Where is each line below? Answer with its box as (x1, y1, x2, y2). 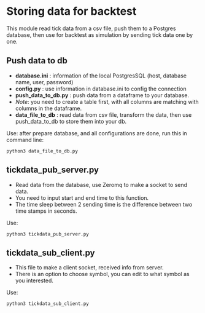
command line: (6, 136, 44, 143)
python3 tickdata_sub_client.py (6, 301, 89, 307)
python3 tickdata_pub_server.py (6, 231, 89, 237)
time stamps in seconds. (15, 207, 78, 215)
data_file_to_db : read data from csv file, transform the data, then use (15, 111, 192, 118)
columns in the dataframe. (15, 105, 82, 112)
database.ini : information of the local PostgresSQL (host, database (15, 72, 187, 79)
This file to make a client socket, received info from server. (15, 264, 164, 271)
